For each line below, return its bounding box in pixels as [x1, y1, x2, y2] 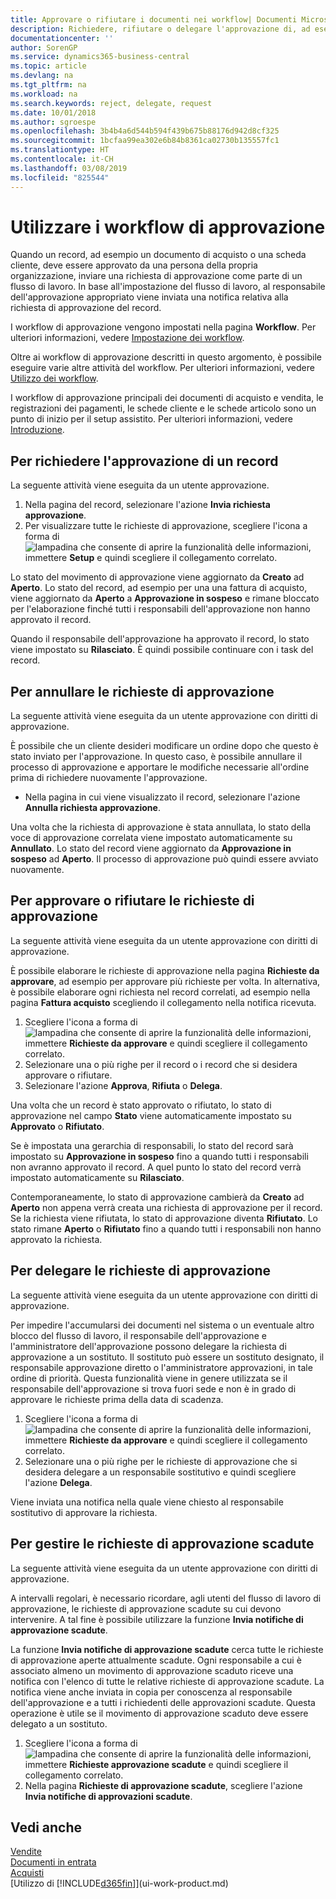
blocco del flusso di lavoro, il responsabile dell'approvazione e [10, 1329, 267, 1341]
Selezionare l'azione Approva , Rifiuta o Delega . [24, 1079, 223, 1091]
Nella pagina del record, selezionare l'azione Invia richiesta [24, 499, 271, 511]
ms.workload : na [10, 89, 78, 99]
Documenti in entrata [10, 1856, 97, 1868]
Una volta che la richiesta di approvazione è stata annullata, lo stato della [10, 821, 312, 833]
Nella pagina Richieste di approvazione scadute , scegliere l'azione [24, 1779, 303, 1791]
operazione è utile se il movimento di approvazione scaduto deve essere [10, 1707, 309, 1719]
